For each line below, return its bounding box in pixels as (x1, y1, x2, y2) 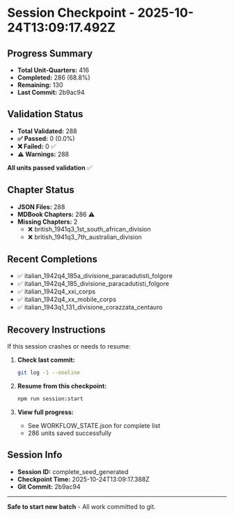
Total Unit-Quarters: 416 (17, 66, 89, 74)
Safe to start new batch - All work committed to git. (7, 502, 156, 510)
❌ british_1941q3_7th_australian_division (27, 232, 142, 241)
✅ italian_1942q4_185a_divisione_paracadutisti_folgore (17, 272, 173, 280)
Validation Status (7, 108, 84, 120)
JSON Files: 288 (17, 202, 65, 211)
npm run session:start (17, 395, 84, 402)
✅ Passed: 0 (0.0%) (17, 134, 75, 142)
